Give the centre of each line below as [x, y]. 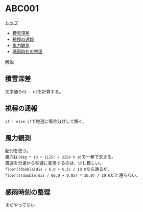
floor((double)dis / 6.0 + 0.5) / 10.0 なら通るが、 [59, 169]
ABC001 [22, 9]
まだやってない [20, 205]
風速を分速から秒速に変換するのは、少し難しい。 [54, 163]
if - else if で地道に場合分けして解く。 [46, 121]
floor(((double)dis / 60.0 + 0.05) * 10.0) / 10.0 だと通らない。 [73, 175]
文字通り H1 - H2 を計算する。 [34, 92]
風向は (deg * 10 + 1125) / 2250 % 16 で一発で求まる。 [60, 157]
